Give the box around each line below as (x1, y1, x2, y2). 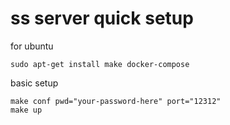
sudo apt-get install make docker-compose (10, 59, 190, 69)
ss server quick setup (10, 7, 194, 30)
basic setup (10, 77, 59, 89)
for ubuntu (10, 40, 54, 52)
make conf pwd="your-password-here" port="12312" (10, 96, 222, 106)
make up (10, 105, 43, 115)
